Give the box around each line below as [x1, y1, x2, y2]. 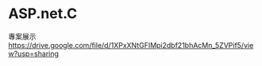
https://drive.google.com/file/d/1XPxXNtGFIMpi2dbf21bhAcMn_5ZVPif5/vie [8, 40, 254, 49]
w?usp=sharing [8, 49, 60, 58]
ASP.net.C [8, 5, 78, 23]
